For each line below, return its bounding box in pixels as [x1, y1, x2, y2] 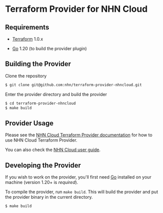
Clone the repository [5, 73, 47, 79]
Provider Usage [5, 119, 54, 127]
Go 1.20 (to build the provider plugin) [12, 46, 87, 51]
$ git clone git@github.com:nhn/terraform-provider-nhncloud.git [5, 82, 142, 87]
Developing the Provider [5, 161, 81, 169]
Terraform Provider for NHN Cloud [5, 3, 148, 15]
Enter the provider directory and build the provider [5, 91, 107, 97]
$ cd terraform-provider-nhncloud [5, 101, 76, 106]
